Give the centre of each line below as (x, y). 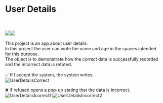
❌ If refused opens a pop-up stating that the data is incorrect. (68, 90)
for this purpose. (22, 54)
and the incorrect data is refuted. (39, 64)
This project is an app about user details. (46, 43)
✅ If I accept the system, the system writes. (49, 74)
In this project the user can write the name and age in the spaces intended (81, 48)
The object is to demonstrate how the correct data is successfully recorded (82, 59)
